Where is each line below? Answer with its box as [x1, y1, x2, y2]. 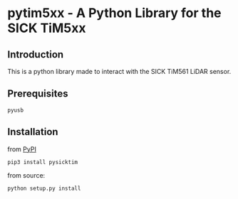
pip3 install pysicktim [7, 158, 78, 166]
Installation [7, 126, 58, 138]
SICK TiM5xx [7, 20, 86, 36]
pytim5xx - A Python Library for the [7, 5, 222, 21]
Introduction [7, 48, 64, 60]
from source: [7, 171, 46, 179]
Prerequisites [7, 87, 68, 100]
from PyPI [7, 144, 37, 154]
